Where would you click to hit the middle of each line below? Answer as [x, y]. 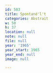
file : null [16, 41]
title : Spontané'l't [26, 14]
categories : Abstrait [27, 18]
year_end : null [20, 54]
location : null [20, 32]
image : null [17, 59]
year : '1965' [18, 45]
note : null [16, 37]
